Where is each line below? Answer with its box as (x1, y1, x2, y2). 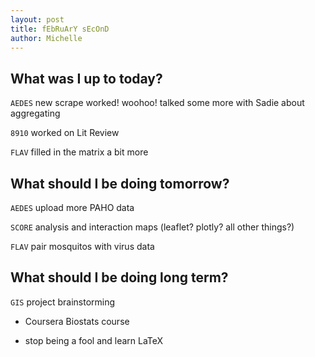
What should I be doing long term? (10, 269, 229, 286)
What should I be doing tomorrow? (10, 175, 230, 192)
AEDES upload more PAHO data (10, 202, 135, 213)
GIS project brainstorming (10, 296, 116, 308)
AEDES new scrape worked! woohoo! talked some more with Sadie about (10, 97, 305, 109)
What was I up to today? (10, 70, 163, 87)
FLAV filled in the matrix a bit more (10, 146, 149, 158)
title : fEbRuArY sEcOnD (10, 24, 110, 34)
